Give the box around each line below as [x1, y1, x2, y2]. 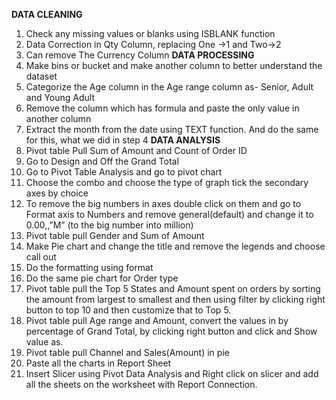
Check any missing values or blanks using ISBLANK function [25, 28, 276, 39]
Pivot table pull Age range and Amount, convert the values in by [25, 315, 289, 326]
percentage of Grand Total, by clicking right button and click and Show [25, 325, 318, 337]
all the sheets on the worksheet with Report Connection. [25, 379, 258, 390]
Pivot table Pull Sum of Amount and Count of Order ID [25, 145, 248, 156]
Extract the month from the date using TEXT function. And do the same [25, 124, 319, 135]
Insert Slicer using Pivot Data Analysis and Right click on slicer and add [25, 368, 319, 379]
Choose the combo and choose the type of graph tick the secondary [25, 177, 309, 188]
